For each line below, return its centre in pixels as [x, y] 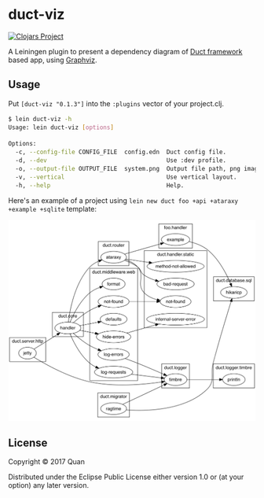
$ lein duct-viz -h [40, 119]
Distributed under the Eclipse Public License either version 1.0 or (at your [126, 477]
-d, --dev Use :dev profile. [121, 160]
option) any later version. [48, 485]
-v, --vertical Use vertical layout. [126, 177]
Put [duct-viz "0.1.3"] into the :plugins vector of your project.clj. [116, 103]
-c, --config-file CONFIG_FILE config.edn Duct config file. [121, 152]
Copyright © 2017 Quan [46, 462]
